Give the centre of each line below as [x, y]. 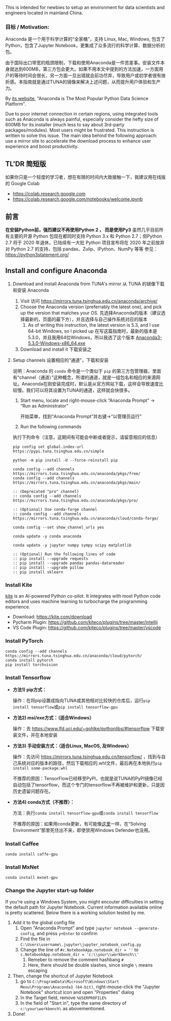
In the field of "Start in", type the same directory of [73, 1003]
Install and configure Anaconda [56, 271]
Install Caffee [22, 844]
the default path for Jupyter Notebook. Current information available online [84, 907]
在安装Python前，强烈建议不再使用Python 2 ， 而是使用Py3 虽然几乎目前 [82, 230]
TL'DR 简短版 [26, 164]
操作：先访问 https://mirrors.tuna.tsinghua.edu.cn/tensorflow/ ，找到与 [87, 757]
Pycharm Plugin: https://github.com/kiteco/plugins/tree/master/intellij [85, 622]
